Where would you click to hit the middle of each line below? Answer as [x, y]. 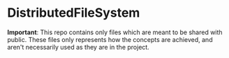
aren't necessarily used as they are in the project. [79, 47]
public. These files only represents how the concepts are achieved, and [110, 39]
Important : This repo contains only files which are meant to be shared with [115, 32]
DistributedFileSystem [74, 13]
